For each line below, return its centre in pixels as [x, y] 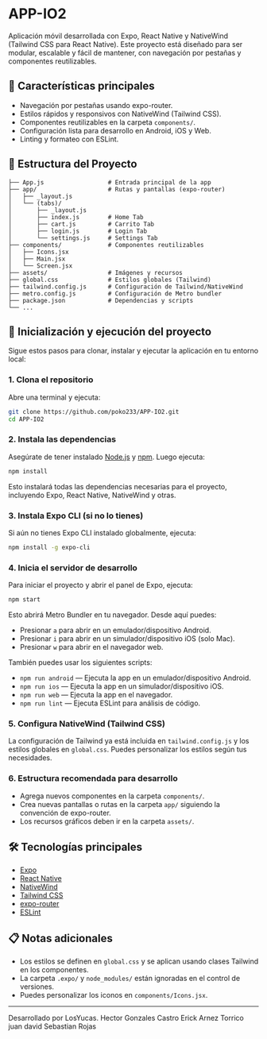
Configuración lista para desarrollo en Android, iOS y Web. [116, 130]
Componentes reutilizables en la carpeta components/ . [108, 122]
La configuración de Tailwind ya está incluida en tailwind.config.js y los [129, 741]
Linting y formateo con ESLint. [69, 139]
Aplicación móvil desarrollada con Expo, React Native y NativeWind [118, 36]
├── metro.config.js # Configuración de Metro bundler [115, 294]
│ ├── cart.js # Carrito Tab [81, 224]
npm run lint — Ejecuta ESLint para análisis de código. [110, 703]
